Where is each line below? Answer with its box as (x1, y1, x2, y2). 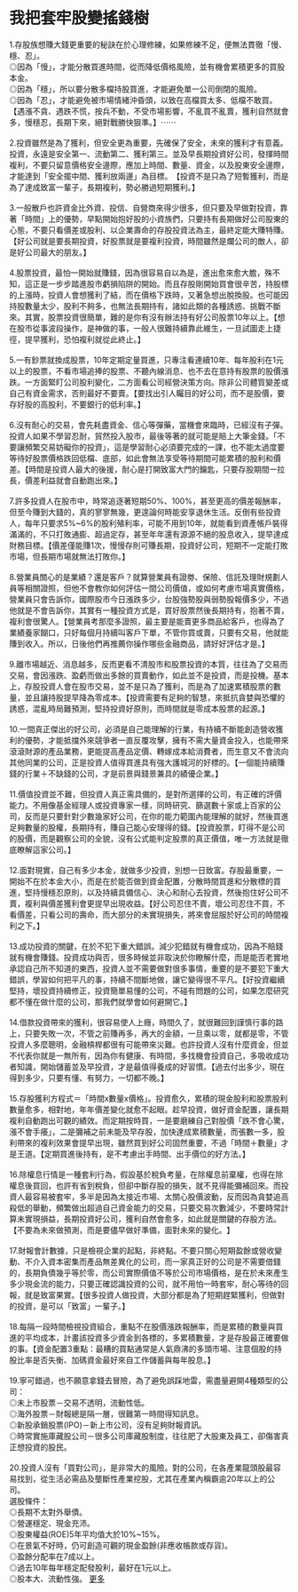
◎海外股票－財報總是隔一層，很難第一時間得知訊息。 (9, 1408, 204, 1419)
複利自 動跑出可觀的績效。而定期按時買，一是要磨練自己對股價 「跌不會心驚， (9, 1115, 289, 1126)
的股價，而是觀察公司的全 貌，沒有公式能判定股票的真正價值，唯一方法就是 (9, 832, 281, 844)
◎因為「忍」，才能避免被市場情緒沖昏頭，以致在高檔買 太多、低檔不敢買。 (9, 94, 278, 105)
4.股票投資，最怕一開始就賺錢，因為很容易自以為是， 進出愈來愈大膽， (9, 267, 265, 278)
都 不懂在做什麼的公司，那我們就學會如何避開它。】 (9, 996, 192, 1007)
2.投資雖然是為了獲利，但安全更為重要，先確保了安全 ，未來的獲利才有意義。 (9, 137, 288, 147)
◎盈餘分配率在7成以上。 (9, 1551, 99, 1562)
